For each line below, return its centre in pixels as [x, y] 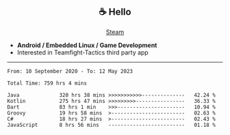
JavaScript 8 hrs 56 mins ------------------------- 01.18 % [111, 125]
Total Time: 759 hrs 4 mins [47, 83]
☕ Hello [115, 12]
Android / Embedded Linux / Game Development [87, 45]
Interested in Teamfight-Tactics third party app [82, 52]
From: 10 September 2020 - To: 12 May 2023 [70, 71]
